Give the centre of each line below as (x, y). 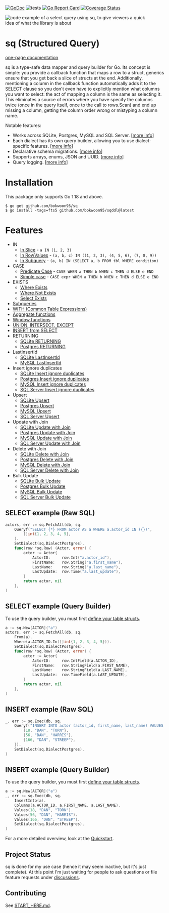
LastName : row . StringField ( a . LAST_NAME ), (80, 670)
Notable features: (23, 125)
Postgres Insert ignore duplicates (54, 379)
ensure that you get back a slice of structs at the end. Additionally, (74, 78)
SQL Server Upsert (40, 416)
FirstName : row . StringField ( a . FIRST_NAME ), (81, 666)
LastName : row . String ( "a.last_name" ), (76, 567)
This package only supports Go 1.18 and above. (54, 196)
